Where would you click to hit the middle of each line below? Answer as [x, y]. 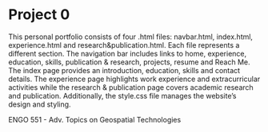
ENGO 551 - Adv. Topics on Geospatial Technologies [95, 119]
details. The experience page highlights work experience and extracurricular [134, 79]
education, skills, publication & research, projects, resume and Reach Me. [129, 62]
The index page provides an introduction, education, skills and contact [124, 70]
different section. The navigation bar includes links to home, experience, [128, 53]
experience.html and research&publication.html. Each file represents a [124, 45]
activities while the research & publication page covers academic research [131, 87]
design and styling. [40, 104]
